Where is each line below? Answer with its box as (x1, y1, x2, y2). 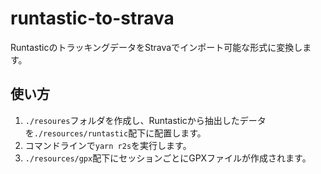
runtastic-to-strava (10, 7, 175, 30)
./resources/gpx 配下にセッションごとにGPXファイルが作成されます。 (24, 152, 312, 164)
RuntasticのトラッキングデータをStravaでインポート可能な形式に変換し (10, 41, 303, 53)
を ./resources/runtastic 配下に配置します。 (24, 127, 207, 139)
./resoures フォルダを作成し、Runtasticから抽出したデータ (24, 114, 267, 126)
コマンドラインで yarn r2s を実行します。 (24, 139, 192, 151)
